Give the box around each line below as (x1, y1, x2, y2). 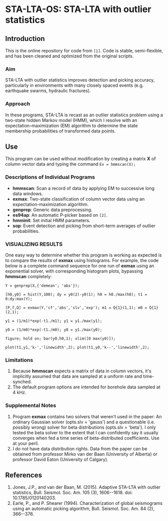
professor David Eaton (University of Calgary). (12, 456, 109, 462)
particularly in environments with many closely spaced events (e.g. (5, 82, 144, 89)
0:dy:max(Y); (5, 296, 33, 301)
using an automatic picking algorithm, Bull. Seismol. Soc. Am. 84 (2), (12, 505, 155, 512)
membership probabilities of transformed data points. (5, 127, 116, 134)
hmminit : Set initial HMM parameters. (12, 217, 91, 223)
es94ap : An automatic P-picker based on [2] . (12, 212, 108, 218)
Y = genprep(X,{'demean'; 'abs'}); (5, 283, 80, 288)
